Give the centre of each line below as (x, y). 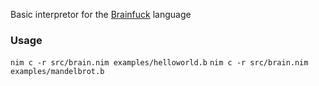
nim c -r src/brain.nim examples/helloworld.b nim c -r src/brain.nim (159, 63)
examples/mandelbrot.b (57, 72)
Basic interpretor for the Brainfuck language (101, 14)
